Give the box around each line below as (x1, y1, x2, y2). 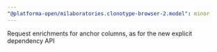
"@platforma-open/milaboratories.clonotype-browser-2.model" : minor (7, 10, 210, 17)
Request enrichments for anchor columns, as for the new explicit (7, 29, 193, 37)
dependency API (7, 36, 55, 45)
